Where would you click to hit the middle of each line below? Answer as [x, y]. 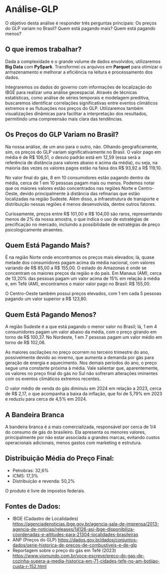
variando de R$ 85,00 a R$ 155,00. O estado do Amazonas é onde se [76, 268]
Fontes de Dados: [33, 506]
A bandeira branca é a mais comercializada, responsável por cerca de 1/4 [81, 427]
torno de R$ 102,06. [25, 343]
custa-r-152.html [29, 566]
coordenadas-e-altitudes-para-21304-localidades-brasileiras [75, 534]
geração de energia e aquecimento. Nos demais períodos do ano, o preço [81, 363]
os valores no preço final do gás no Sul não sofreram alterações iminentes [82, 374]
